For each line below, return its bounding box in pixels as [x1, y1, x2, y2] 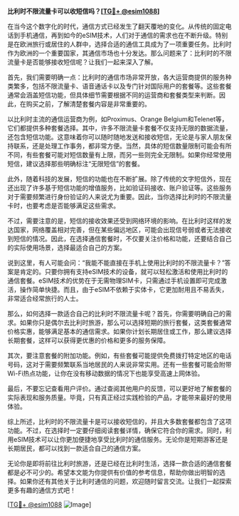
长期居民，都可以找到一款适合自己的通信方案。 [7, 444, 144, 452]
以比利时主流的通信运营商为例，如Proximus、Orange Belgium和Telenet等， [7, 115, 228, 123]
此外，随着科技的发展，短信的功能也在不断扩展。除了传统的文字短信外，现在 [7, 175, 232, 183]
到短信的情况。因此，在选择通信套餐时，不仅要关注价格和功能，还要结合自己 [7, 235, 232, 243]
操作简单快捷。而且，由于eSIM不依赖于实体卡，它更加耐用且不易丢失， [19, 285, 228, 293]
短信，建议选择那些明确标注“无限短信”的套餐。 [7, 160, 144, 168]
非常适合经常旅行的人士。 [7, 294, 83, 303]
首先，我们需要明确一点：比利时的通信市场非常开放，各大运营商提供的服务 [7, 73, 225, 81]
